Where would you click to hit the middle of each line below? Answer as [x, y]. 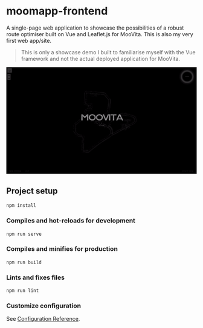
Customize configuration [44, 306]
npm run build [24, 262]
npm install [21, 206]
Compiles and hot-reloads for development [71, 221]
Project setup [32, 191]
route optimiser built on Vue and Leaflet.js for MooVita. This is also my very [100, 34]
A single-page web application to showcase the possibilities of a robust [95, 28]
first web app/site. [29, 40]
